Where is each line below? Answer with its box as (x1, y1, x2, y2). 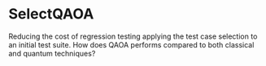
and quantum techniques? (8, 48, 96, 58)
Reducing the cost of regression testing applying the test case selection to (8, 31, 258, 41)
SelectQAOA (8, 5, 94, 23)
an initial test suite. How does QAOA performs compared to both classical (8, 39, 255, 49)
